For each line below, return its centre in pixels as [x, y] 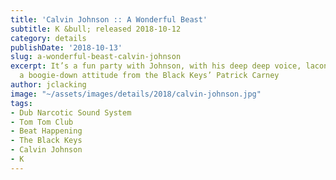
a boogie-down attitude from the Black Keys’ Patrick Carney [149, 76]
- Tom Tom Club [42, 122]
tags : [21, 103]
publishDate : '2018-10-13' [66, 47]
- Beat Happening [46, 131]
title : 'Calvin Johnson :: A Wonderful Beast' [109, 19]
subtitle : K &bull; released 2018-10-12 [96, 29]
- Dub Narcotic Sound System [71, 112]
